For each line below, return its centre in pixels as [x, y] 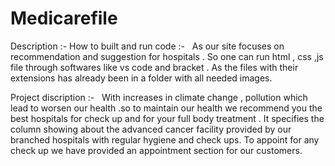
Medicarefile [64, 18]
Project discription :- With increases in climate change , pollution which [159, 97]
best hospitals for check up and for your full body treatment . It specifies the [167, 118]
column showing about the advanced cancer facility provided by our [151, 129]
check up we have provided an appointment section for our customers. [156, 150]
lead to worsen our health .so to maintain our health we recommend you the [166, 108]
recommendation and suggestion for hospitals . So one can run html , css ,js [167, 56]
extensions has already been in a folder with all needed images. [141, 78]
